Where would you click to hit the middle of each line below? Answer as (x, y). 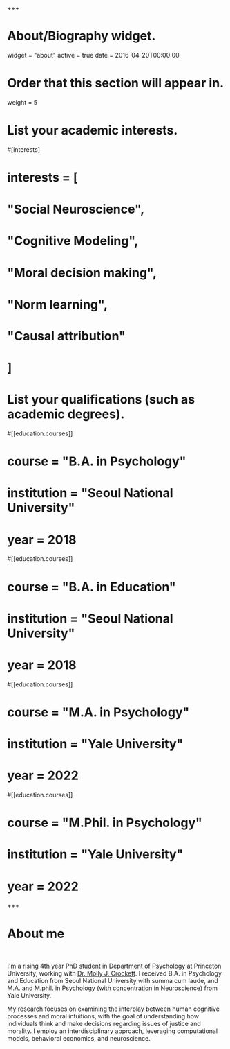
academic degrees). (66, 414)
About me (36, 934)
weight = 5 (22, 102)
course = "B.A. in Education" (92, 587)
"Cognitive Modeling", (73, 241)
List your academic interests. (93, 131)
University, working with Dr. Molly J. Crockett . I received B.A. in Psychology (115, 973)
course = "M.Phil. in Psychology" (105, 823)
